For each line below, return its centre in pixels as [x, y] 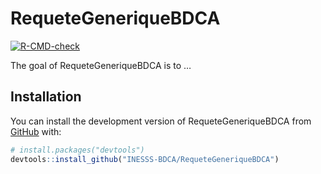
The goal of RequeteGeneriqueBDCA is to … [101, 65]
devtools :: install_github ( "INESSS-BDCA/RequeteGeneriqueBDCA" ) [145, 159]
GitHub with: [36, 131]
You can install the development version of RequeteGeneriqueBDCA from [161, 121]
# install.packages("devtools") [77, 150]
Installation [46, 97]
